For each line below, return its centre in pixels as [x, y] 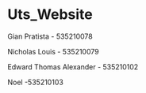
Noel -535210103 [36, 82]
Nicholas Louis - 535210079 [54, 51]
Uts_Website [50, 15]
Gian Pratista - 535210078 [50, 36]
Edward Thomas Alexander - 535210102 [73, 67]
